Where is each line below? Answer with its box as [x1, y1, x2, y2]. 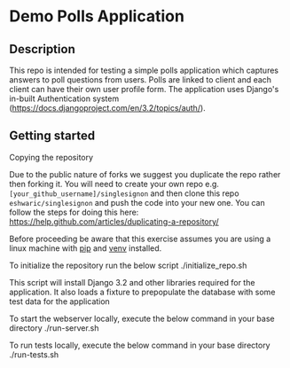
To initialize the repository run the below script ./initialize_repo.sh [9, 260, 247, 270]
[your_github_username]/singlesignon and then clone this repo [9, 188, 239, 199]
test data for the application [9, 295, 111, 307]
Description [9, 42, 75, 57]
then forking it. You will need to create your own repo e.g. [9, 178, 220, 189]
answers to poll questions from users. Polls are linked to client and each [9, 74, 272, 85]
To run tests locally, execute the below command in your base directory [9, 340, 270, 350]
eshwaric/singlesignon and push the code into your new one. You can [9, 197, 265, 207]
